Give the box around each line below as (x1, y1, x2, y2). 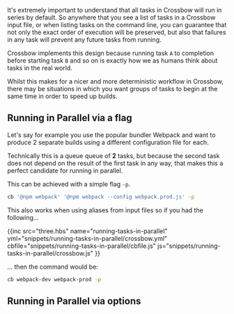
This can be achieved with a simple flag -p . (7, 180, 131, 188)
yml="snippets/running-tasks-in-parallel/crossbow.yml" (7, 234, 168, 242)
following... (7, 213, 39, 221)
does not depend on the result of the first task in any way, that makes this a (7, 159, 224, 167)
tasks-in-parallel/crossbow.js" (7, 249, 94, 257)
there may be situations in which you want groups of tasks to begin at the (7, 85, 218, 93)
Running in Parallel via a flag (7, 112, 132, 124)
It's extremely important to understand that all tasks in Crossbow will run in (7, 6, 222, 14)
